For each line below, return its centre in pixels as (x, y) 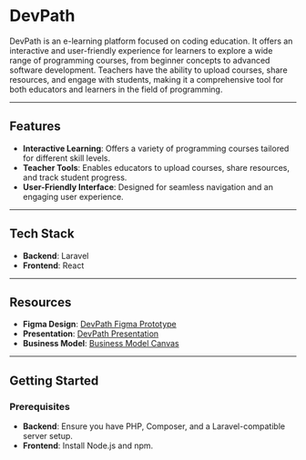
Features (35, 127)
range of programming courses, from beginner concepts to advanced (140, 60)
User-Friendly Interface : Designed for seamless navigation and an (148, 186)
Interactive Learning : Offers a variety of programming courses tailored (156, 148)
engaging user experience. (73, 196)
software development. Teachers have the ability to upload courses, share (149, 70)
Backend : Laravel (56, 255)
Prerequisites (40, 406)
